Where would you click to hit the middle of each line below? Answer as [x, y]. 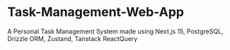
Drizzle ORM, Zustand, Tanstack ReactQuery [73, 38]
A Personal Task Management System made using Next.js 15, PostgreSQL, [116, 31]
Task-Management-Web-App [96, 12]
